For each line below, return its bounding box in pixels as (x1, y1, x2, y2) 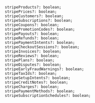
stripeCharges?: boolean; (5, 84, 59, 89)
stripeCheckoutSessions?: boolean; (5, 44, 80, 49)
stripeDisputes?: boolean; (5, 62, 62, 67)
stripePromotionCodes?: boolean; (5, 27, 75, 32)
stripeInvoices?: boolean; (5, 49, 62, 54)
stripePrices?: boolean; (5, 9, 57, 14)
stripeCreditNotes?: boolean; (5, 80, 69, 85)
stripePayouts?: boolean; (5, 31, 59, 36)
